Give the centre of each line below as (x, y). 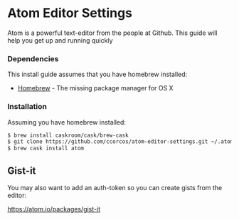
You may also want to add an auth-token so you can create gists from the (115, 187)
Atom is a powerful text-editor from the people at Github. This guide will (112, 33)
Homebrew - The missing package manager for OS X (95, 88)
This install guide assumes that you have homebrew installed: (97, 74)
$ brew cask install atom (46, 148)
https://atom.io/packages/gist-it (54, 209)
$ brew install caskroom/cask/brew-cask (68, 135)
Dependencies (33, 58)
